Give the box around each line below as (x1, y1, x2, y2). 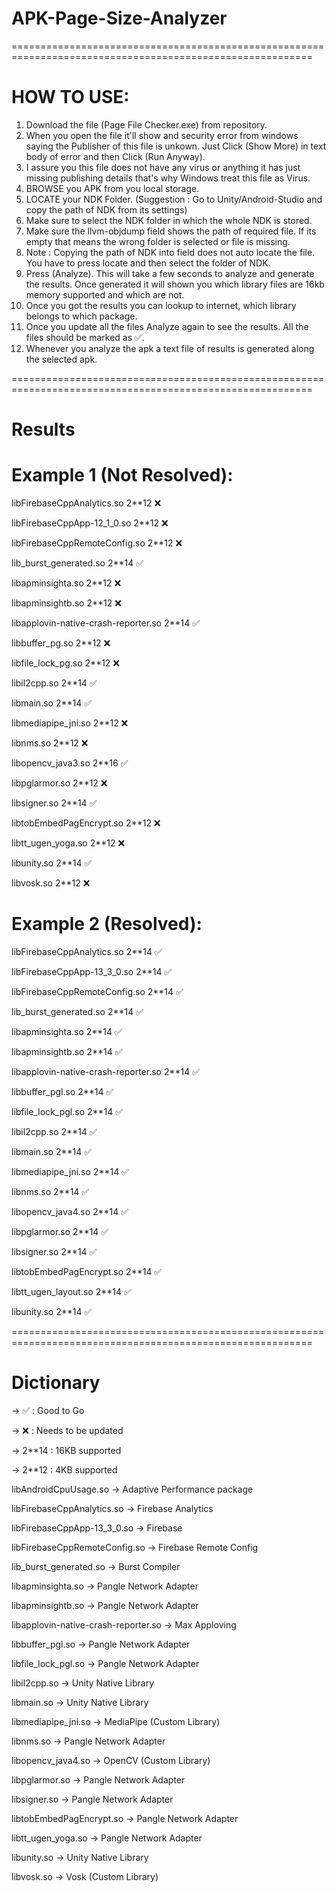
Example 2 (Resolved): (11, 913, 203, 936)
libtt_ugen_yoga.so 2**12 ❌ (11, 837, 126, 849)
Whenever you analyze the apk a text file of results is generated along (25, 342, 315, 354)
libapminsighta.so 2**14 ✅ (11, 1025, 123, 1037)
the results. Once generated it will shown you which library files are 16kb (25, 278, 325, 290)
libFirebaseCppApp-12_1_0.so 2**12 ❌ (11, 517, 169, 529)
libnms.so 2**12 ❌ (11, 737, 89, 749)
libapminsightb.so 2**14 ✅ (11, 1045, 123, 1057)
